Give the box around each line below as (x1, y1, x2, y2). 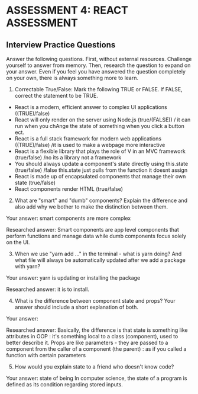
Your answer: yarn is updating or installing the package (6, 274, 141, 281)
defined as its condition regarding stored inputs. (6, 381, 123, 388)
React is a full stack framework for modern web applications (14, 135, 161, 142)
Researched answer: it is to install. (6, 286, 90, 293)
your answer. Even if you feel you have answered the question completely (6, 68, 186, 75)
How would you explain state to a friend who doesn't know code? (14, 363, 174, 370)
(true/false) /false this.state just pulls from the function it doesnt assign (14, 166, 188, 174)
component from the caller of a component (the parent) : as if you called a (6, 345, 187, 353)
